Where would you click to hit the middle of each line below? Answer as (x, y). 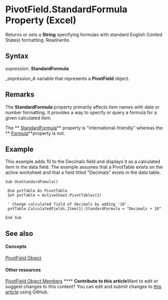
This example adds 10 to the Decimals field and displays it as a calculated (83, 162)
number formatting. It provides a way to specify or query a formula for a (81, 112)
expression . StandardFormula (37, 68)
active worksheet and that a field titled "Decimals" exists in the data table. (83, 172)
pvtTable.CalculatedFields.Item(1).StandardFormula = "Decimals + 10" (84, 209)
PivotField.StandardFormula (66, 9)
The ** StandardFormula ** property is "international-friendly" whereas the (84, 128)
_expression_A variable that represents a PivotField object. (67, 78)
